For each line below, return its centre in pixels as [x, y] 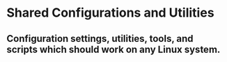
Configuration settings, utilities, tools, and [100, 39]
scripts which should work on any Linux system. [113, 49]
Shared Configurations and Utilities [110, 13]
